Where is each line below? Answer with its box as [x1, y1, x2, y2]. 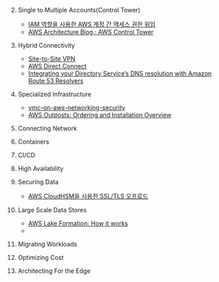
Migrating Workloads [17, 240, 78, 248]
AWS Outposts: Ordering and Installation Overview [28, 111, 171, 119]
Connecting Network [17, 124, 78, 132]
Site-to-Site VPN [28, 55, 76, 63]
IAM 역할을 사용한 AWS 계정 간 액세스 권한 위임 [28, 20, 156, 28]
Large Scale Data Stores [17, 206, 87, 214]
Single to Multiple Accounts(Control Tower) [17, 6, 140, 14]
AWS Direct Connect [28, 62, 87, 70]
